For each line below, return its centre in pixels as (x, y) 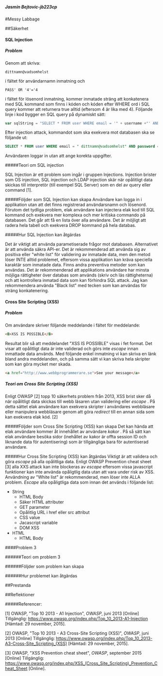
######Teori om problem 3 (33, 557)
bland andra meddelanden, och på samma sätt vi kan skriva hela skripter (78, 359)
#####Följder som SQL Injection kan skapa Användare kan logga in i (73, 200)
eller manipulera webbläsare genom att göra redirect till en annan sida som (80, 412)
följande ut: (16, 138)
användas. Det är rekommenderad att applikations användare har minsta (77, 270)
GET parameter (34, 507)
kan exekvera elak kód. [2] (32, 417)
